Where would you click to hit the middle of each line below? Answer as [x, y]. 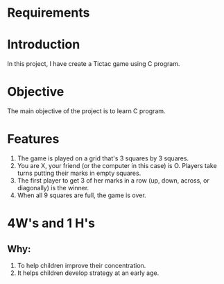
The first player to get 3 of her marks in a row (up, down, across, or [113, 181]
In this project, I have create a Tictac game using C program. [94, 64]
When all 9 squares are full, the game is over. [82, 195]
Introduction [44, 45]
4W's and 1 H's [51, 223]
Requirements [49, 13]
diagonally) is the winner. [53, 188]
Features [33, 139]
